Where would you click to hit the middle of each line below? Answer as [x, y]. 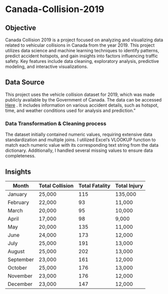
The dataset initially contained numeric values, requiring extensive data [79, 135]
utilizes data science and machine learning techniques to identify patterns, [82, 51]
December [20, 284]
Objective [21, 28]
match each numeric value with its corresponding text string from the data [82, 145]
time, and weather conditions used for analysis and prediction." [70, 110]
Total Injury [129, 185]
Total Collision [56, 185]
